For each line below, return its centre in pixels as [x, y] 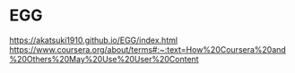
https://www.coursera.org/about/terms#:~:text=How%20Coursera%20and [148, 49]
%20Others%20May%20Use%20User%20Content [104, 59]
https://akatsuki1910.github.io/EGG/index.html [93, 40]
